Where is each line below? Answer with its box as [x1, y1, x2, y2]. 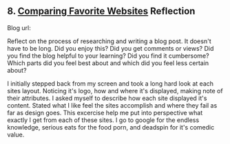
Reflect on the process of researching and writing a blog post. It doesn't [7, 37, 211, 45]
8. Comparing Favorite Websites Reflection [7, 5, 196, 17]
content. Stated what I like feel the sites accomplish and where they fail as [7, 101, 218, 109]
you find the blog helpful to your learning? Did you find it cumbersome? [7, 51, 209, 60]
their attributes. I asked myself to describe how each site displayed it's [7, 94, 207, 102]
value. [7, 130, 25, 139]
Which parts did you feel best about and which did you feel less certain [7, 58, 209, 67]
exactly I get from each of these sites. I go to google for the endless [7, 116, 200, 124]
